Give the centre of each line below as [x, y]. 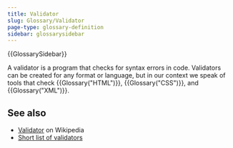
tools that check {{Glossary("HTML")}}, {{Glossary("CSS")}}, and [103, 83]
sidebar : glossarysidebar [46, 34]
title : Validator [33, 14]
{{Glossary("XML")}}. [39, 90]
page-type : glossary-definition [55, 27]
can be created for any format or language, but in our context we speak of [117, 75]
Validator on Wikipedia [51, 130]
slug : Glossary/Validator [46, 21]
